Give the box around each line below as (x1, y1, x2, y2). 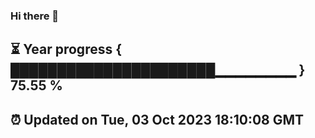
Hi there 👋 (10, 9, 60, 23)
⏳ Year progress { (10, 41, 123, 58)
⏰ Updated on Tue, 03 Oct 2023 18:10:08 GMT (10, 111, 305, 128)
